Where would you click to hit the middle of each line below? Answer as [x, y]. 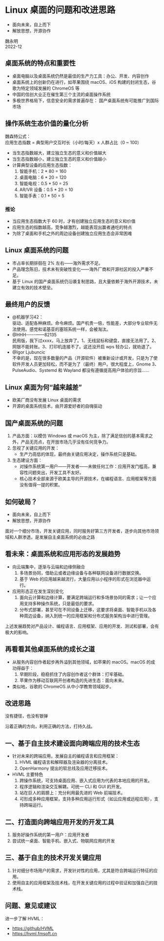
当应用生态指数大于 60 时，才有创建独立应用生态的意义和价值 [74, 221]
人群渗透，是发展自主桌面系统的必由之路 [54, 537]
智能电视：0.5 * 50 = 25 [44, 183]
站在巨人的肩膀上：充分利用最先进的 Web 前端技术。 [72, 793]
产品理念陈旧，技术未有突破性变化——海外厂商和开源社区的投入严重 [81, 269]
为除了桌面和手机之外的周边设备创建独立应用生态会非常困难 [72, 233]
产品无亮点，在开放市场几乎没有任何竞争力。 [66, 442]
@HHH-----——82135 [34, 335]
